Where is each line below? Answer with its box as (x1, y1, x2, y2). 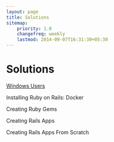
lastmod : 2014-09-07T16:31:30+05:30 (17, 37, 109, 43)
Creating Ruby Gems (6, 105, 57, 113)
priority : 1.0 (17, 25, 52, 32)
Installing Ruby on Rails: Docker (6, 93, 84, 101)
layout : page (6, 8, 39, 15)
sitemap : (6, 20, 28, 26)
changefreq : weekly (17, 31, 66, 37)
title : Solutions (6, 14, 50, 20)
